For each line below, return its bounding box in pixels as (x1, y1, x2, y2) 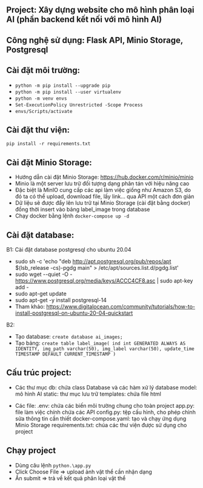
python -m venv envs (15, 95, 67, 101)
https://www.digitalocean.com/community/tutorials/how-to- (46, 303, 196, 311)
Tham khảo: (15, 303, 45, 311)
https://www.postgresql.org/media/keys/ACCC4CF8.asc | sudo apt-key (15, 277, 193, 284)
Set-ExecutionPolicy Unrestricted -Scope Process (15, 101, 144, 108)
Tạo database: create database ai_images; (15, 333, 123, 340)
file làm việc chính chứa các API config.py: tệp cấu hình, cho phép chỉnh (15, 408, 196, 416)
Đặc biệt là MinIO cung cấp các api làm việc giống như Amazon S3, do (15, 187, 191, 194)
